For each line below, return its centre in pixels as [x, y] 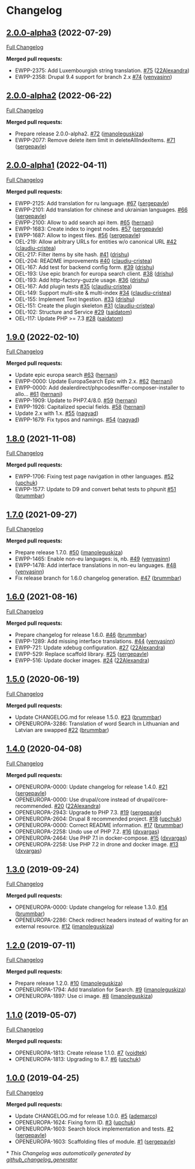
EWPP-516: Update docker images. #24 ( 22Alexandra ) [82, 660]
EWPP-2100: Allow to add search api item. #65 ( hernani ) [84, 222]
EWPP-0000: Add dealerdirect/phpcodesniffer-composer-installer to [100, 388]
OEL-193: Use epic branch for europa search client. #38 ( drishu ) [94, 273]
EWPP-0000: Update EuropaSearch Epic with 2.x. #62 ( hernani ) [94, 381]
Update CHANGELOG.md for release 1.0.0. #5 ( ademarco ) [86, 1116]
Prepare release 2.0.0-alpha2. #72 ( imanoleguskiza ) [79, 134]
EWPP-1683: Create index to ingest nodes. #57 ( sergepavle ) [89, 229]
